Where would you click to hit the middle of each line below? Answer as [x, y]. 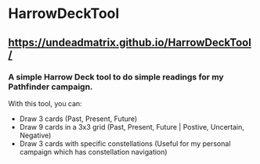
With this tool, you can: [45, 103]
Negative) [35, 135]
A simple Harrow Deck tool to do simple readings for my [116, 77]
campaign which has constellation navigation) [93, 152]
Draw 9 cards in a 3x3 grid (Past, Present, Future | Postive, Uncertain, [132, 127]
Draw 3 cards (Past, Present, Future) [78, 119]
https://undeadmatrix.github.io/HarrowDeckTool [130, 43]
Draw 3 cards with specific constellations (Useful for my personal [125, 143]
